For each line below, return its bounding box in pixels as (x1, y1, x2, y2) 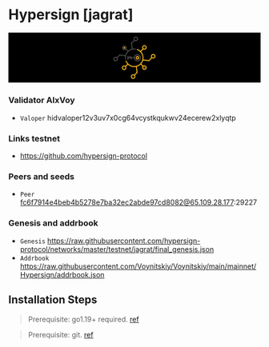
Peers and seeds (8, 171, 74, 182)
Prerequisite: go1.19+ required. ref (27, 314, 139, 324)
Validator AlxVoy (8, 94, 75, 106)
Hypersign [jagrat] (8, 6, 134, 24)
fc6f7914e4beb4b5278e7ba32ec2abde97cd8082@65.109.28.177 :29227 (19, 197, 258, 207)
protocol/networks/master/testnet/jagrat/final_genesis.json (19, 244, 215, 253)
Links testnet (8, 133, 61, 144)
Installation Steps (8, 293, 98, 307)
